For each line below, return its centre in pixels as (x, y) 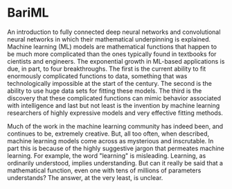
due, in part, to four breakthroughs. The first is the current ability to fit (107, 69)
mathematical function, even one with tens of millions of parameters (104, 170)
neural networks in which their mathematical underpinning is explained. (109, 39)
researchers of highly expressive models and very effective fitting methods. (115, 113)
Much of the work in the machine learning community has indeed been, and (115, 126)
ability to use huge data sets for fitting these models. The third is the (105, 91)
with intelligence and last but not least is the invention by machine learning (114, 105)
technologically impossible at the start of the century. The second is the (110, 83)
